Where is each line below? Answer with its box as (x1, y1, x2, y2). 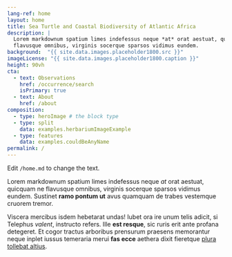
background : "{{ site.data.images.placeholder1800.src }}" (7, 49, 184, 56)
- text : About (13, 94, 54, 101)
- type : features (13, 132, 64, 139)
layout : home (7, 17, 45, 23)
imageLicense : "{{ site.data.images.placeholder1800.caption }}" (7, 55, 199, 62)
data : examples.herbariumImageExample (19, 126, 131, 133)
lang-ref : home (7, 10, 51, 17)
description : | (7, 29, 51, 37)
